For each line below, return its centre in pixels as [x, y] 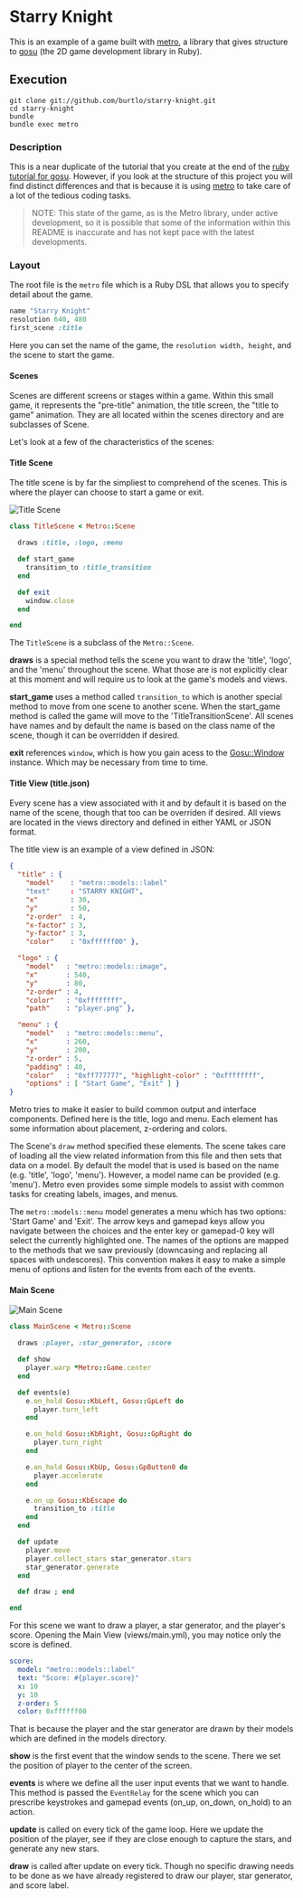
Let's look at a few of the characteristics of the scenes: [112, 442]
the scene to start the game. [62, 354]
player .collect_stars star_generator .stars [109, 1558]
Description [36, 146]
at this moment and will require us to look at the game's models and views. [148, 679]
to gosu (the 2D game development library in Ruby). [106, 51]
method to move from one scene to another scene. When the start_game [145, 706]
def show [34, 1360]
